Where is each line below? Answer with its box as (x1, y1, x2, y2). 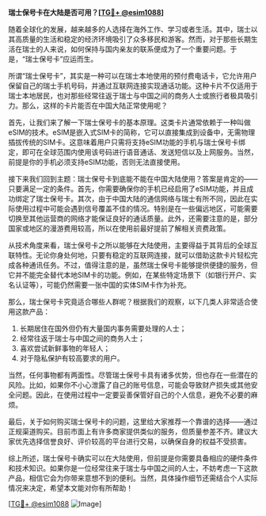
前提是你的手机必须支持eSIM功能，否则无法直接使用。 (8, 158, 184, 166)
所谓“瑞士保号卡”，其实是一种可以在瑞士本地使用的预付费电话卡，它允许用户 (8, 71, 257, 80)
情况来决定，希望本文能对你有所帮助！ (8, 484, 133, 492)
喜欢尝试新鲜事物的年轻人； (19, 344, 111, 353)
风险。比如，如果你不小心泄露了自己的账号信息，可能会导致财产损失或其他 (8, 380, 251, 389)
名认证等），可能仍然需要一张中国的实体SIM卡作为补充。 (8, 281, 192, 289)
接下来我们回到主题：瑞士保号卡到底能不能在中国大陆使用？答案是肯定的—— (8, 174, 258, 183)
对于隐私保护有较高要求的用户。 (19, 354, 124, 363)
